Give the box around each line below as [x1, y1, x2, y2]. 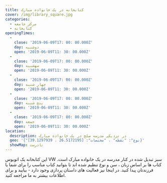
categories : [5, 17, 30, 22]
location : [5, 128, 26, 133]
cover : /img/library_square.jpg [5, 12, 73, 17]
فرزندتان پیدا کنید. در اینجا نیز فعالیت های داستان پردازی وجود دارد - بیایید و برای [5, 167, 154, 173]
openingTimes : [5, 31, 35, 36]
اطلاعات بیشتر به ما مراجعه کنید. [5, 172, 66, 178]
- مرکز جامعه [10, 21, 37, 27]
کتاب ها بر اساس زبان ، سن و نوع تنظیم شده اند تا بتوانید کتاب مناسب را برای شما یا [5, 161, 162, 167]
